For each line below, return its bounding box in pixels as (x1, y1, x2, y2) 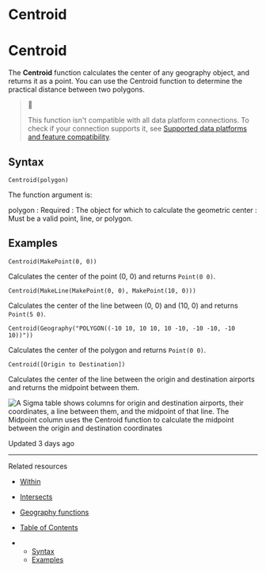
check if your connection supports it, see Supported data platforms (27, 124, 248, 134)
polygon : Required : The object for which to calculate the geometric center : (8, 205, 257, 214)
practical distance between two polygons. (8, 85, 145, 94)
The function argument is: (8, 190, 93, 199)
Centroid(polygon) (8, 176, 69, 184)
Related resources (8, 461, 68, 471)
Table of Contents (19, 522, 78, 532)
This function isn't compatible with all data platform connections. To (27, 116, 249, 125)
